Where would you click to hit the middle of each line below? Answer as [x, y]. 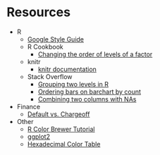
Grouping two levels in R [73, 84]
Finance [29, 106]
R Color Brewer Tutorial [61, 129]
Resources [39, 12]
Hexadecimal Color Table [64, 144]
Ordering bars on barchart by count [90, 92]
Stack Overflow [50, 76]
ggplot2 [39, 136]
